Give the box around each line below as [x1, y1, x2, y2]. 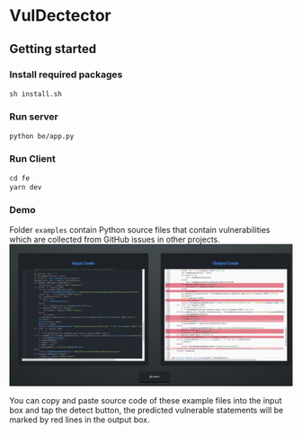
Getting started [9, 41, 97, 57]
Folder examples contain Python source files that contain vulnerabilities [9, 224, 271, 235]
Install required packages [9, 68, 123, 81]
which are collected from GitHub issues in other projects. [9, 234, 220, 244]
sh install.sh [9, 89, 63, 99]
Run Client [9, 153, 56, 165]
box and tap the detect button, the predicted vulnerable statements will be [9, 404, 284, 415]
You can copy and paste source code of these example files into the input [9, 394, 282, 405]
